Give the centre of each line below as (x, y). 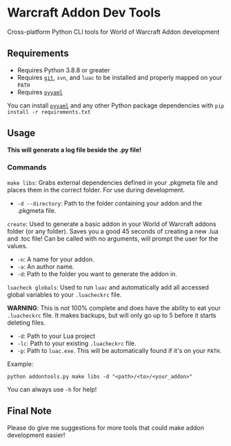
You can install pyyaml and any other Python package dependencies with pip (116, 105)
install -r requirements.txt (49, 112)
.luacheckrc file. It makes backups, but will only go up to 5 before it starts (112, 315)
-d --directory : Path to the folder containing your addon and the (109, 203)
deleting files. (27, 323)
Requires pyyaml (40, 92)
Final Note (29, 411)
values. (17, 245)
